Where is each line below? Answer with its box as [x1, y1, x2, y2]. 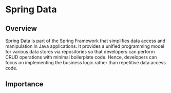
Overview [5, 24, 37, 33]
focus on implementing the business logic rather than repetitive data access [5, 60, 166, 65]
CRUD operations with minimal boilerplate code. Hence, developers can [5, 54, 157, 60]
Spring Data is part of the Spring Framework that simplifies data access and [5, 38, 166, 44]
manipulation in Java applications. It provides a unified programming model [5, 43, 164, 49]
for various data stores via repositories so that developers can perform [5, 49, 155, 54]
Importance [5, 80, 44, 88]
